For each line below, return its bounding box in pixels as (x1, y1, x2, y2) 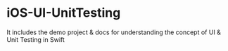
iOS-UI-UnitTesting (6, 5, 121, 21)
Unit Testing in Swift (6, 35, 65, 43)
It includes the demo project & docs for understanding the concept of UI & (6, 28, 221, 36)
